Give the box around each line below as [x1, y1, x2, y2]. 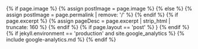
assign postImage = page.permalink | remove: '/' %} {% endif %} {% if [6, 11, 178, 18]
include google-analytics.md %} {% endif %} [6, 36, 117, 43]
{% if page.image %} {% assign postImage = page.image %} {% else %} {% [6, 5, 193, 12]
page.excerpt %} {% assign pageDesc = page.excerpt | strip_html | [6, 17, 171, 24]
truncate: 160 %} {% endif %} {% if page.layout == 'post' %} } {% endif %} [6, 24, 190, 30]
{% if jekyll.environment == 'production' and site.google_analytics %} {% [6, 30, 185, 37]
